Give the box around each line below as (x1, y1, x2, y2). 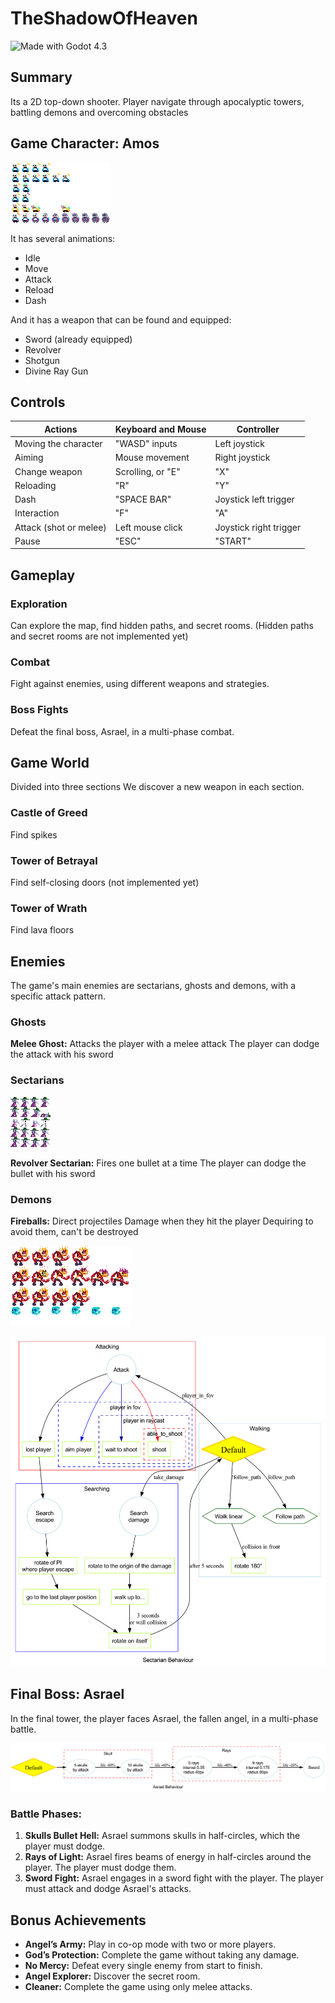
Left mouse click (114, 521, 183, 533)
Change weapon (14, 465, 83, 477)
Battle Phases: (10, 1807, 83, 1821)
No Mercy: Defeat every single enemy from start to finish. (24, 1959, 263, 1971)
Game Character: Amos (10, 135, 160, 152)
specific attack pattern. (10, 990, 107, 1002)
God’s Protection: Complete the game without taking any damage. (24, 1948, 300, 1961)
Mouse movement (114, 452, 190, 464)
